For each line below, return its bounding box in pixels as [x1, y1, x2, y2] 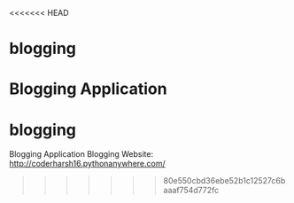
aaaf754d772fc [163, 185, 220, 196]
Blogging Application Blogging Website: [9, 149, 153, 160]
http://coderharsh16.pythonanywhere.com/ [9, 159, 166, 169]
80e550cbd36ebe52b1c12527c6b [163, 176, 286, 186]
